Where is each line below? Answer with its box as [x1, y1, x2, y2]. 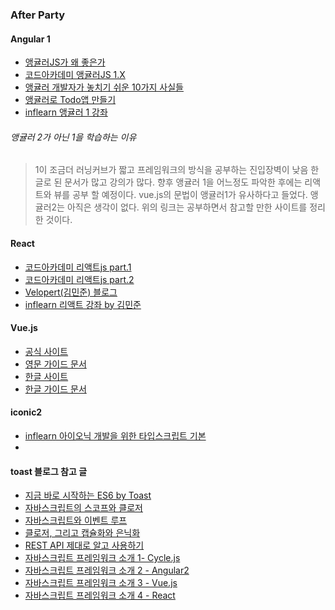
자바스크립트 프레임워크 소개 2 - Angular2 [24, 564, 190, 577]
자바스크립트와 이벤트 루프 [24, 514, 128, 527]
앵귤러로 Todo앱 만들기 [24, 94, 117, 106]
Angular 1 [10, 33, 51, 45]
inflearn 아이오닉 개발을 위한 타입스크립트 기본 [24, 429, 207, 442]
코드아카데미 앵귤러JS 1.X [24, 69, 126, 81]
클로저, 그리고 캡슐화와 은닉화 [24, 527, 141, 539]
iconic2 [10, 406, 43, 418]
